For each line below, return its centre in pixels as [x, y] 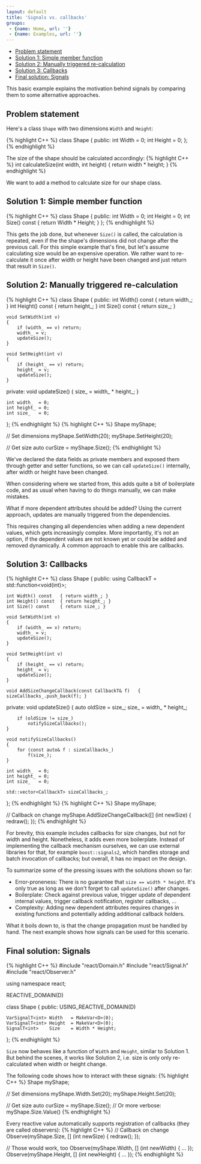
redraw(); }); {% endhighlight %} [46, 821]
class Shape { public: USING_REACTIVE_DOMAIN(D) [71, 1007]
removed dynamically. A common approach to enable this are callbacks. [95, 545]
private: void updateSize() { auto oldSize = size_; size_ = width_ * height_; [97, 708]
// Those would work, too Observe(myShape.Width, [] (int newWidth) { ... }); [100, 1148]
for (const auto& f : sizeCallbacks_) [65, 750]
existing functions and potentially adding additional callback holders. [100, 914]
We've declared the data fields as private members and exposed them [93, 459]
